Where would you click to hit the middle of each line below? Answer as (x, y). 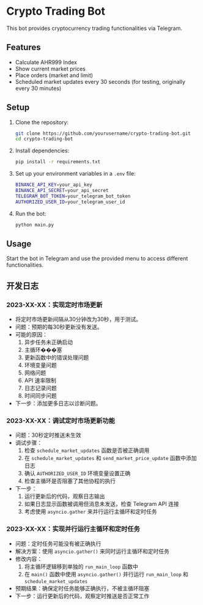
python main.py (35, 225)
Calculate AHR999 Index (46, 62)
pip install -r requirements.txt (58, 162)
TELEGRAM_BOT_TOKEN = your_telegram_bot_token (73, 196)
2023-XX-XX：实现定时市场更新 (54, 305)
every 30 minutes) (38, 88)
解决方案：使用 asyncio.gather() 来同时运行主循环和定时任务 (92, 551)
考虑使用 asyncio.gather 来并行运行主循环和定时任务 (90, 511)
